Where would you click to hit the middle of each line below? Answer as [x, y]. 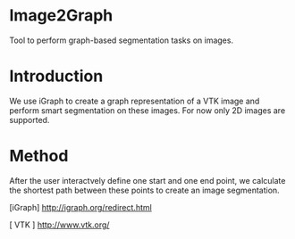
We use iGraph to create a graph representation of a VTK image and [135, 101]
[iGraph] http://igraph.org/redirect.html [80, 207]
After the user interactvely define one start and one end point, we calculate [147, 180]
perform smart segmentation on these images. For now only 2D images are [147, 110]
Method [39, 156]
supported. [29, 119]
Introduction [56, 76]
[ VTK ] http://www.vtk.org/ [59, 225]
